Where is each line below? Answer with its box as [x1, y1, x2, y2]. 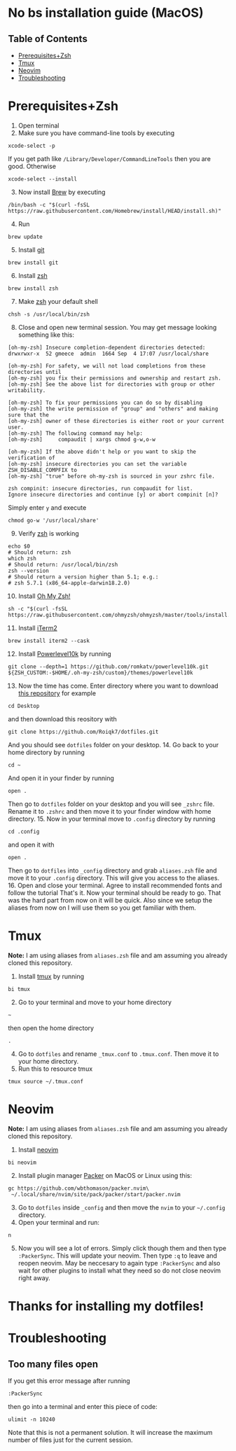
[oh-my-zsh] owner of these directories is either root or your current [8, 417, 225, 424]
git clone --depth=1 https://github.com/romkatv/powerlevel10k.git [8, 663, 209, 670]
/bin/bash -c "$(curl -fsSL [8, 201, 90, 208]
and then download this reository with [8, 714, 118, 723]
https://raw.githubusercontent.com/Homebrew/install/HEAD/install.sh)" [8, 207, 221, 214]
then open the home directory [8, 1024, 94, 1032]
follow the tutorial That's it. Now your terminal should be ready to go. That [8, 888, 221, 897]
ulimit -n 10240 [8, 1416, 55, 1423]
